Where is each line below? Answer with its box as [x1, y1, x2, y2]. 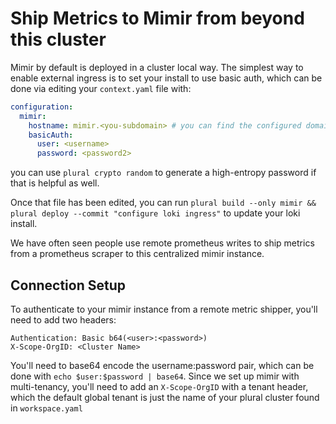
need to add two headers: [10, 314, 117, 326]
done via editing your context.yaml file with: [10, 82, 192, 94]
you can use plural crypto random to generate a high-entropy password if [10, 167, 317, 179]
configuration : [10, 102, 74, 112]
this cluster [10, 28, 107, 51]
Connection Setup [10, 277, 126, 294]
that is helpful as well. [10, 177, 100, 189]
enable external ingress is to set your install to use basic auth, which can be [10, 72, 323, 84]
